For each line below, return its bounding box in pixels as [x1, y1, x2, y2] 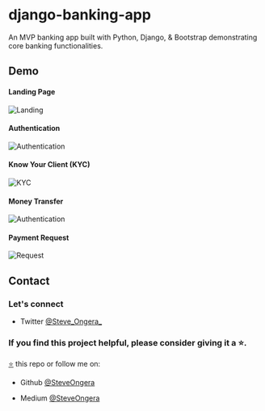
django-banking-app [8, 6, 152, 24]
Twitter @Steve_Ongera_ [19, 317, 103, 326]
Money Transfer [8, 196, 64, 206]
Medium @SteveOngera [19, 393, 100, 403]
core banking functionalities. [8, 40, 103, 50]
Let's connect [8, 298, 64, 309]
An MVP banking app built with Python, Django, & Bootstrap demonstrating [8, 32, 258, 42]
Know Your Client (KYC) [8, 160, 90, 170]
